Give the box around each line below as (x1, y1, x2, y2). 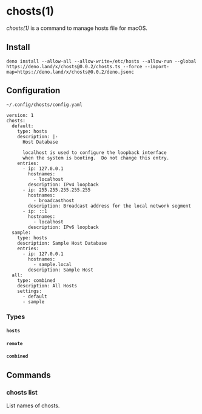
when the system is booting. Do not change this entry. (22, 155, 170, 161)
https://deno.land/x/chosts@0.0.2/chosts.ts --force (6, 63, 143, 69)
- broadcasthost (33, 197, 75, 203)
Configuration (6, 85, 61, 96)
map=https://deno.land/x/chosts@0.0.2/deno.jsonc (6, 69, 135, 75)
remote (6, 340, 23, 346)
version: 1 (6, 112, 34, 118)
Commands (6, 370, 52, 380)
